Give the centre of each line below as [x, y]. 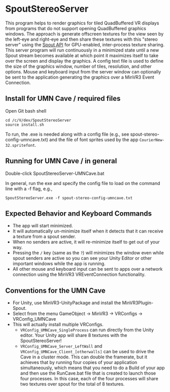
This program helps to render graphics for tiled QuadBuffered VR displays [82, 23]
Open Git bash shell [26, 111]
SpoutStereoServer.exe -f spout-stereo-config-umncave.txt [69, 198]
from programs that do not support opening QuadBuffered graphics [76, 28]
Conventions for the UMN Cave [55, 290]
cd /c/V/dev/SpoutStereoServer [38, 120]
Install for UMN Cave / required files [63, 99]
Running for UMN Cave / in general [61, 161]
